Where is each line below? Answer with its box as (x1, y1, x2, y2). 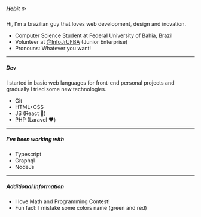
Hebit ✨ (6, 5, 26, 12)
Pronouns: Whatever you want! (14, 44, 92, 52)
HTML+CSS (14, 103, 44, 110)
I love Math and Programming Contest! (14, 198, 110, 205)
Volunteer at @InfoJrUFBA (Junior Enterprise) (14, 38, 128, 45)
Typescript (14, 150, 42, 158)
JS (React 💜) (14, 110, 46, 117)
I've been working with (6, 135, 65, 143)
